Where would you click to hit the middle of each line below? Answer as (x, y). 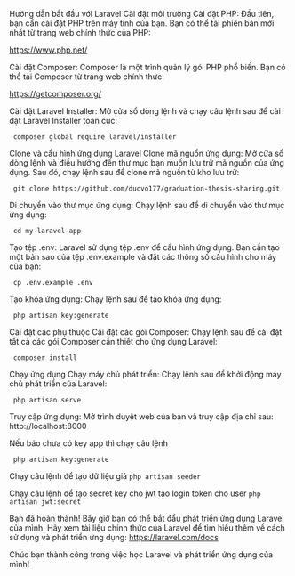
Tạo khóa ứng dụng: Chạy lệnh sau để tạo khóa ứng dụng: (116, 299)
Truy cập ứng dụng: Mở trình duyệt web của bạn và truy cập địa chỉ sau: (141, 417)
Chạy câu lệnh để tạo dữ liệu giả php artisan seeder (105, 476)
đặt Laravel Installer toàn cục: (64, 121)
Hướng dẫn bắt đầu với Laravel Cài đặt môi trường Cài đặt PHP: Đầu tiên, (142, 14)
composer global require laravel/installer (95, 137)
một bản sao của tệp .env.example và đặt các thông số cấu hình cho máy (143, 257)
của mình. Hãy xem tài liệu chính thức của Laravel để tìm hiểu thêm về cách (147, 528)
